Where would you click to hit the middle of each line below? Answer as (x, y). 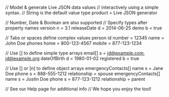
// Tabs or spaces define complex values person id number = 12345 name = (85, 38)
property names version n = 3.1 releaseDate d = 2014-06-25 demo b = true (84, 28)
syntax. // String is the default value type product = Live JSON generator (81, 13)
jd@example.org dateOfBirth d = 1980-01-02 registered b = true (72, 58)
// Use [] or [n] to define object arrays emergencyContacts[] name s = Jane (84, 68)
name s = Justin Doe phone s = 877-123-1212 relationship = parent (75, 79)
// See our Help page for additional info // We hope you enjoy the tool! (78, 89)
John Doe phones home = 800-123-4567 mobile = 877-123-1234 (74, 43)
